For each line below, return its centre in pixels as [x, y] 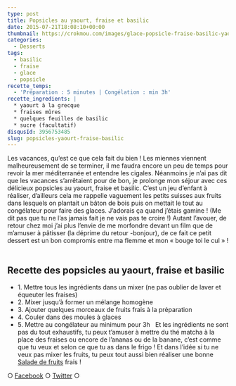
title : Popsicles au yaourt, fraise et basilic [78, 20]
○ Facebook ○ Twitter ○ [44, 376]
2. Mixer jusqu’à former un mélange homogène [85, 302]
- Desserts [29, 46]
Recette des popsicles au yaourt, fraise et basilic [116, 270]
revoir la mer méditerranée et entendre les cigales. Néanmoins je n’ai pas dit [117, 173]
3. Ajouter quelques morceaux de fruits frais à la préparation [105, 310]
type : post [23, 14]
